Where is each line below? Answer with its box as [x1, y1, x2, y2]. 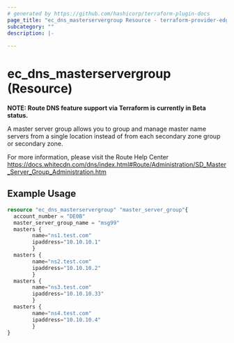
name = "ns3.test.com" [32, 284, 92, 291]
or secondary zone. [7, 140, 63, 148]
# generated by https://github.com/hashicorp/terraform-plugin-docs [7, 10, 210, 17]
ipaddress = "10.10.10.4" [32, 316, 101, 324]
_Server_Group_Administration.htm [7, 168, 107, 176]
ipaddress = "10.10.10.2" [32, 264, 101, 271]
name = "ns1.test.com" [32, 232, 92, 239]
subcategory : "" [7, 23, 54, 30]
